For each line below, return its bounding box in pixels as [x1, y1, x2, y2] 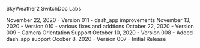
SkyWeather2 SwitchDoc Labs [6, 5, 82, 12]
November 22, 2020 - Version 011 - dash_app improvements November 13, [6, 17, 191, 23]
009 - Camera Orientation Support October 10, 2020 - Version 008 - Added [6, 29, 193, 36]
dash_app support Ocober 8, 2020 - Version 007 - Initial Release [6, 36, 166, 42]
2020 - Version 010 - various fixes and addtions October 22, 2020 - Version [6, 23, 194, 30]
